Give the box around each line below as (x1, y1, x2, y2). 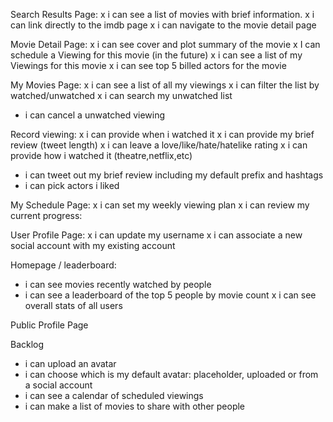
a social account (24, 379, 93, 391)
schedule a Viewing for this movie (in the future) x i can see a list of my (10, 49, 303, 61)
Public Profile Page (10, 319, 89, 331)
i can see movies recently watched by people (24, 279, 212, 290)
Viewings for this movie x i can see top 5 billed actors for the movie (10, 60, 287, 71)
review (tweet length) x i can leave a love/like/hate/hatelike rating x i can (10, 139, 308, 151)
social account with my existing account (10, 240, 176, 251)
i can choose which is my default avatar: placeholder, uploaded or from (24, 369, 319, 380)
